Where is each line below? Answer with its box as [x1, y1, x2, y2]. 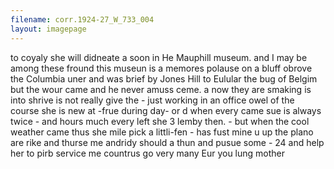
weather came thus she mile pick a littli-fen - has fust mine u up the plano [10, 126, 314, 138]
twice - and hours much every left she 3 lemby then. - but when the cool [10, 115, 310, 127]
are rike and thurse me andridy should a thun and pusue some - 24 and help [10, 136, 325, 148]
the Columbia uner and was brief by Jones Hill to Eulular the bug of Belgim [10, 72, 318, 85]
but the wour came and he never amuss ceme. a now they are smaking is [10, 83, 312, 95]
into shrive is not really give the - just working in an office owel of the [10, 94, 295, 106]
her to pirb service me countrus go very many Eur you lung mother [10, 147, 286, 159]
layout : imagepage [10, 24, 87, 34]
